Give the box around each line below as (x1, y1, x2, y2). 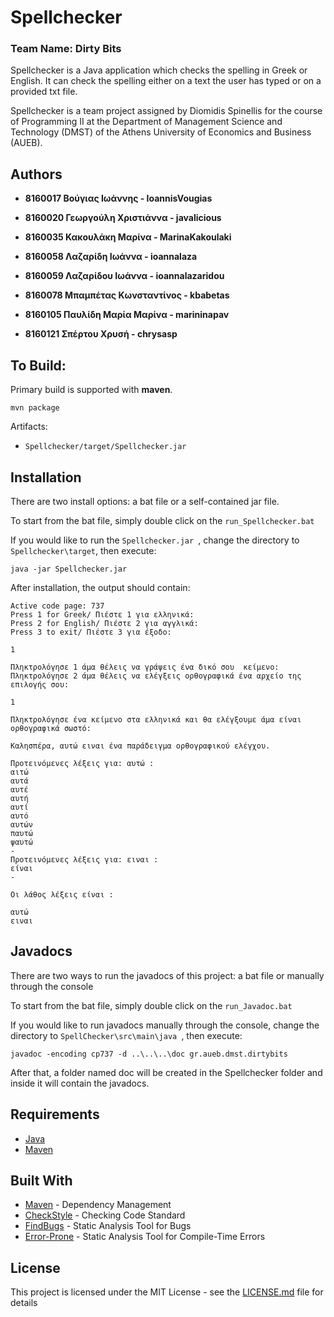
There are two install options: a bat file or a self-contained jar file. (10, 495, 280, 507)
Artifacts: (10, 421, 48, 433)
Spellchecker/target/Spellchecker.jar (24, 442, 187, 452)
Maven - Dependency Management (24, 1199, 172, 1211)
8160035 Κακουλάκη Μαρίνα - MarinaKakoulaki (24, 231, 232, 243)
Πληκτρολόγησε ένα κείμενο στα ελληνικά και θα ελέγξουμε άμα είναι (10, 714, 302, 725)
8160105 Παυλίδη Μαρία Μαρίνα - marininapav (24, 309, 230, 321)
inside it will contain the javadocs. (10, 1077, 150, 1089)
